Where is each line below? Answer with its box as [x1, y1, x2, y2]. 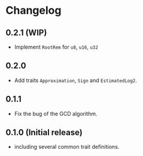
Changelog [5, 4, 62, 17]
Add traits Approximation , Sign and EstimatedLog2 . [14, 76, 137, 84]
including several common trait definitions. [14, 143, 120, 151]
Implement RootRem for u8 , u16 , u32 [14, 43, 98, 50]
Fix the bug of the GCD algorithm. [14, 110, 98, 117]
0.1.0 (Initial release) [5, 127, 83, 138]
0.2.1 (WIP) [5, 28, 47, 38]
